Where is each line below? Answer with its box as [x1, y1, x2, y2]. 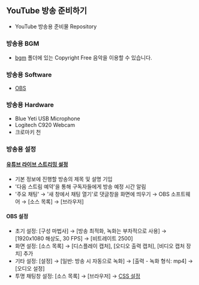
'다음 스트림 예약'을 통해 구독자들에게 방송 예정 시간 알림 [14, 183, 146, 190]
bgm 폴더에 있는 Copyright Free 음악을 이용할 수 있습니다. [14, 54, 153, 61]
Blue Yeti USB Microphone [14, 115, 80, 122]
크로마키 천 [14, 128, 41, 135]
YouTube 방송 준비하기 [6, 5, 88, 16]
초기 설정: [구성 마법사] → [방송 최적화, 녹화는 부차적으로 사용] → [14, 227, 167, 234]
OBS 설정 [6, 213, 29, 220]
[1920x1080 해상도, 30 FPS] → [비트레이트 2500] [14, 235, 133, 242]
